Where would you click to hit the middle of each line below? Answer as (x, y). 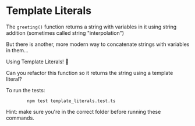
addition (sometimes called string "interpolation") (65, 33)
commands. (20, 118)
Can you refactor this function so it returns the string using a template (90, 73)
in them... (17, 50)
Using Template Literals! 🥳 (37, 62)
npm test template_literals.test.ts (71, 101)
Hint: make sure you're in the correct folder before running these (84, 111)
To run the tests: (26, 90)
